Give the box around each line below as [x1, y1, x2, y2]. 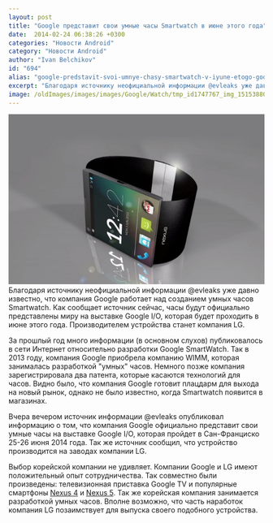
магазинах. [8, 395, 47, 405]
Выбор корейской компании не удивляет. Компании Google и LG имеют [8, 461, 258, 471]
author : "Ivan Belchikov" [8, 56, 96, 64]
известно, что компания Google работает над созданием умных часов [8, 293, 254, 304]
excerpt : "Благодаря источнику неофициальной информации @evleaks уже [8, 81, 253, 89]
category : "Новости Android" [8, 47, 107, 56]
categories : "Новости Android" [8, 39, 115, 47]
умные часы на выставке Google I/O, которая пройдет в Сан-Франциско [8, 429, 260, 439]
